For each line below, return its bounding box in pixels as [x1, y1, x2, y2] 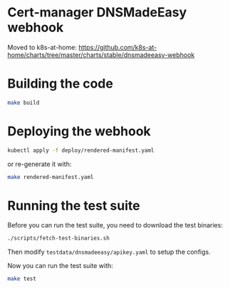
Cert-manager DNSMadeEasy [7, 4, 187, 21]
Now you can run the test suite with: [7, 262, 114, 270]
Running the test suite [7, 197, 140, 214]
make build [7, 99, 40, 106]
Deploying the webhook [7, 123, 151, 139]
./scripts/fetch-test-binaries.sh [7, 235, 110, 242]
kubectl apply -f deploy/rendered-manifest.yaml [7, 147, 155, 154]
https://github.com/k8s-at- [78, 43, 157, 51]
